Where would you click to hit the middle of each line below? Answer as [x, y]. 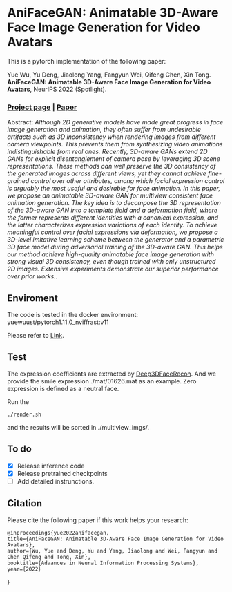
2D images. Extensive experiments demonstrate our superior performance [113, 269]
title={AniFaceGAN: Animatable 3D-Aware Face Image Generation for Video [116, 539]
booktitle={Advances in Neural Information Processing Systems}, [103, 563]
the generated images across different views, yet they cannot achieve [107, 173]
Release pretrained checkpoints [62, 473]
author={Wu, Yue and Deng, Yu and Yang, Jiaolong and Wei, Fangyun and [112, 551]
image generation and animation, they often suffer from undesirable [104, 130]
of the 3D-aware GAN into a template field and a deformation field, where [112, 210]
